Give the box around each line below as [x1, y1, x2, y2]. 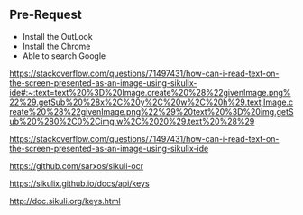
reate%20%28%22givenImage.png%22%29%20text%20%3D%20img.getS [9, 106, 295, 117]
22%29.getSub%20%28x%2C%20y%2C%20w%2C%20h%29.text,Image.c [9, 97, 294, 107]
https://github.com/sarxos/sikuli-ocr [9, 160, 144, 171]
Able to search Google [22, 50, 106, 61]
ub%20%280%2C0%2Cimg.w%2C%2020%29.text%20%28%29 [9, 116, 255, 126]
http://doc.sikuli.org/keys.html [9, 195, 121, 206]
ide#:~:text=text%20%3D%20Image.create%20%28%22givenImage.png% [9, 87, 291, 98]
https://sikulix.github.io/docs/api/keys [9, 178, 151, 189]
